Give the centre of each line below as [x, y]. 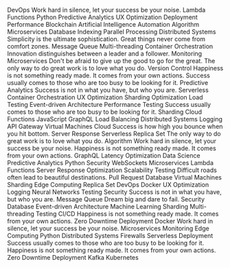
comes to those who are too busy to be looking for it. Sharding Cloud [105, 112]
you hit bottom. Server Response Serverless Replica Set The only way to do [114, 134]
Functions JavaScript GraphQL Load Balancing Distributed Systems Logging [115, 119]
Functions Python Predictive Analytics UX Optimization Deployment [102, 17]
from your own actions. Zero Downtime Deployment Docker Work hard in [110, 221]
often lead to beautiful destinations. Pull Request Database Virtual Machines [114, 177]
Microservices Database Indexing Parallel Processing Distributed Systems [112, 32]
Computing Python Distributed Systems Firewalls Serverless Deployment [110, 235]
